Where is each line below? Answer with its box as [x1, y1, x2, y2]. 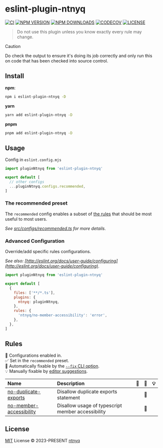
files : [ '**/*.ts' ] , [14, 290, 55, 295]
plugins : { [14, 295, 36, 300]
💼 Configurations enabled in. [5, 352, 62, 358]
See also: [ [5, 258, 27, 264]
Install [5, 72, 24, 80]
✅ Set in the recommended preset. [5, 358, 69, 364]
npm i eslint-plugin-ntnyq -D [5, 94, 66, 99]
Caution [5, 43, 21, 49]
